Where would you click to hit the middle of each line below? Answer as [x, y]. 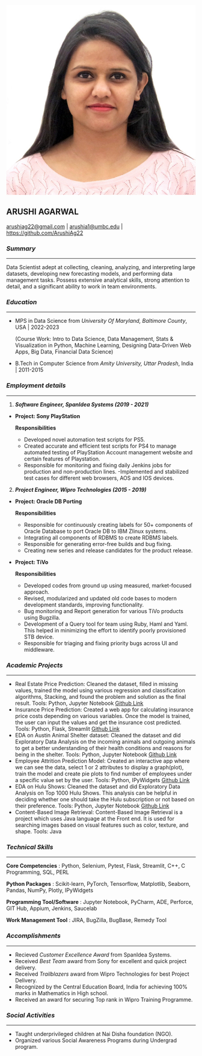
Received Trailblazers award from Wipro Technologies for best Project [102, 974]
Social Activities [31, 1015]
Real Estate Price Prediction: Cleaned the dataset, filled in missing [96, 684]
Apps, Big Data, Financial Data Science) [64, 352]
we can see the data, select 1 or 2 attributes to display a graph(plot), [99, 767]
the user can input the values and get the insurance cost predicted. [98, 722]
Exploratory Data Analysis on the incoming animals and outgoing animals [105, 742]
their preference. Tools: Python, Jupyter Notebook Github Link [92, 806]
